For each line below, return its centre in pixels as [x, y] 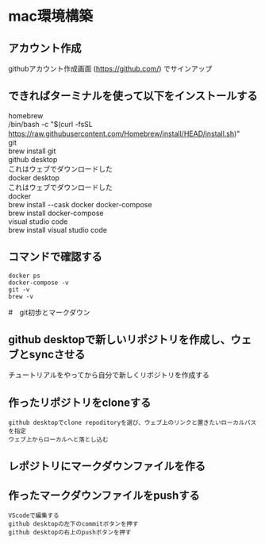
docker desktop [34, 177]
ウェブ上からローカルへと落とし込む [58, 440]
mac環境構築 [51, 16]
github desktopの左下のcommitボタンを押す [73, 524]
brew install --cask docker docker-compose [80, 204]
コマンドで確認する [55, 257]
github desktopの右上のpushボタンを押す [70, 533]
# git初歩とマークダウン [49, 312]
